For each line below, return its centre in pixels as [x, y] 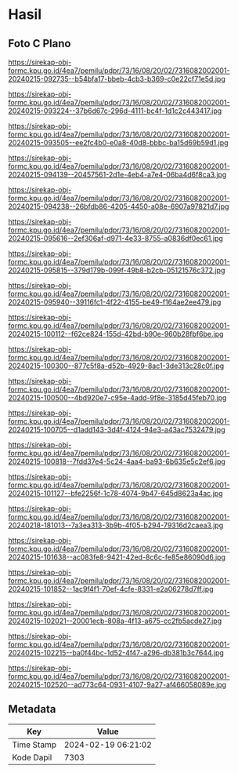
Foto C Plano [40, 44]
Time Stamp [34, 745]
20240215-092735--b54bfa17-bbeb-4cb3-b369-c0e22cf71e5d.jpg [117, 79]
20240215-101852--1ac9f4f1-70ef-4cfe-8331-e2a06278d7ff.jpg [111, 589]
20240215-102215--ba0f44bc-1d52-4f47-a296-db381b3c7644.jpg [116, 653]
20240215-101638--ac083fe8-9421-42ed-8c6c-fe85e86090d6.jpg [117, 557]
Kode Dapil [32, 757]
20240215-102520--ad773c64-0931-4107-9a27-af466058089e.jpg [117, 685]
